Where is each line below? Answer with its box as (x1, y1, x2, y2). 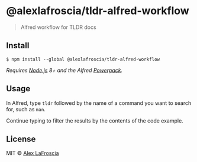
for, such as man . (6, 105, 46, 113)
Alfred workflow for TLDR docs (20, 24, 96, 31)
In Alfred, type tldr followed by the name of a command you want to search (6, 99, 192, 107)
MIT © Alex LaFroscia (6, 150, 59, 157)
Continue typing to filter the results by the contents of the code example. (6, 117, 183, 124)
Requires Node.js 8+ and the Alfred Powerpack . (6, 67, 123, 74)
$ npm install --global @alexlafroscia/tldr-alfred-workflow (6, 56, 160, 62)
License (6, 134, 36, 144)
